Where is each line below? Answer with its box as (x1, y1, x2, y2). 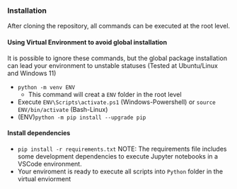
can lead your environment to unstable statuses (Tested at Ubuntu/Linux (7, 61, 218, 69)
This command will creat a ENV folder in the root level (28, 90, 182, 98)
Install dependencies (7, 129, 71, 137)
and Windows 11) (7, 69, 57, 77)
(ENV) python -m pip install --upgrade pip (17, 113, 146, 121)
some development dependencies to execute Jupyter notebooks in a (17, 151, 218, 161)
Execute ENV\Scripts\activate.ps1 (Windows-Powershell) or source (17, 98, 216, 106)
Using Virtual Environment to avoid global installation (7, 38, 168, 46)
